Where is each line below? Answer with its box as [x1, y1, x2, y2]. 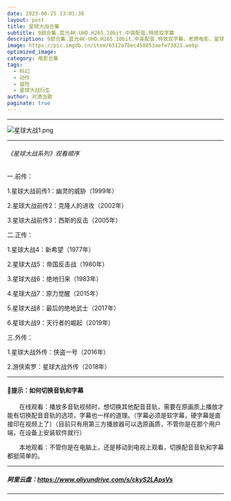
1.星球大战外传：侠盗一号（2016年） [7, 348, 110, 356]
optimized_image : [7, 49, 57, 56]
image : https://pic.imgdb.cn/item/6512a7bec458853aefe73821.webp [7, 42, 198, 49]
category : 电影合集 [7, 55, 59, 62]
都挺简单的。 [7, 452, 43, 460]
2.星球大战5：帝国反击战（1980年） [7, 260, 109, 269]
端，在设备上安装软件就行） [7, 429, 86, 437]
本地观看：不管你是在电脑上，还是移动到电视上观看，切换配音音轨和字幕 [19, 443, 224, 451]
